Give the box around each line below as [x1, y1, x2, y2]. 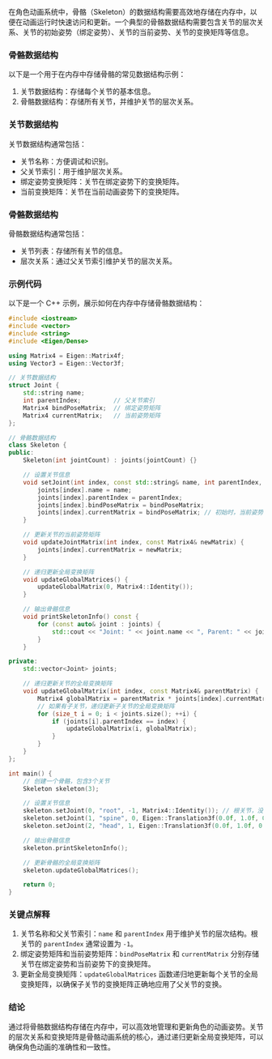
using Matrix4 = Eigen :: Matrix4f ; [8, 352, 125, 360]
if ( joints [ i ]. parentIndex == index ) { [51, 717, 186, 725]
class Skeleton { [8, 441, 67, 450]
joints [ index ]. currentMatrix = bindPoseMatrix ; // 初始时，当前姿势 [37, 509, 264, 517]
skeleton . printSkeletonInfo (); [23, 843, 129, 852]
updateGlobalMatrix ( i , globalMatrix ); [66, 724, 198, 733]
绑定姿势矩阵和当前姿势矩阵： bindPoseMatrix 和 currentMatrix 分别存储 [19, 949, 259, 959]
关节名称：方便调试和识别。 [19, 156, 113, 166]
